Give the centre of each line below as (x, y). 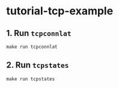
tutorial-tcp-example (60, 11)
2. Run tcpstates (38, 65)
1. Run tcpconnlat (39, 33)
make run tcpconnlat (32, 47)
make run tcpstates (31, 79)
